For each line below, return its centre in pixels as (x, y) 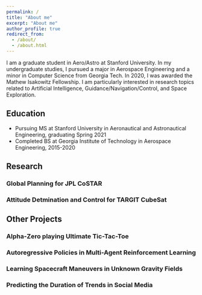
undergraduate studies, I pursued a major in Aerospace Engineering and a (98, 69)
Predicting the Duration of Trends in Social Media (80, 285)
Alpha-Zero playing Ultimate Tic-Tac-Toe (68, 236)
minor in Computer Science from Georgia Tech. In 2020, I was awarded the (99, 75)
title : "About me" (29, 17)
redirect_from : (25, 34)
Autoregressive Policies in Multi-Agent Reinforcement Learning (101, 253)
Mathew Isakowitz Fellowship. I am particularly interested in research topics (100, 81)
